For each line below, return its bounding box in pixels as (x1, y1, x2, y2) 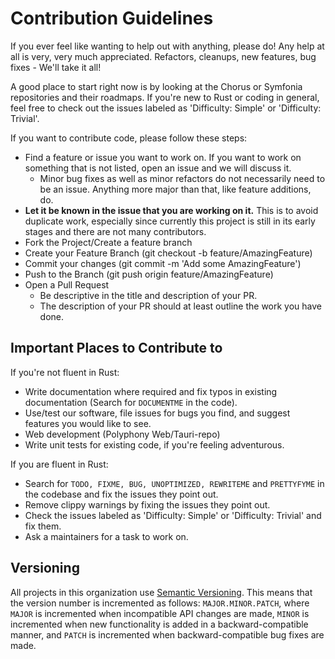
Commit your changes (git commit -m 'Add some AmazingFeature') (24, 257, 302, 269)
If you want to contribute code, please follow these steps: (10, 132, 248, 144)
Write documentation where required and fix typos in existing (24, 385, 278, 397)
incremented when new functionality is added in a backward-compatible (10, 618, 309, 630)
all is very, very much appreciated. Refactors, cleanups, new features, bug (10, 50, 317, 62)
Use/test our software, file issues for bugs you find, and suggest (24, 407, 291, 419)
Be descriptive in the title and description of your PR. (39, 289, 258, 301)
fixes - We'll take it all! (10, 61, 102, 73)
